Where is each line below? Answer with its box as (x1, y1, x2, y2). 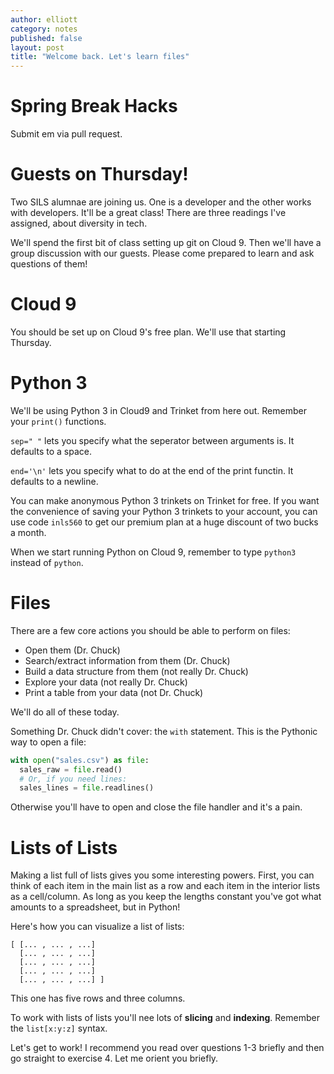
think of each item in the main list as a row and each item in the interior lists (10, 880, 321, 892)
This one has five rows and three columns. (10, 992, 186, 1005)
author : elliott (10, 14, 78, 25)
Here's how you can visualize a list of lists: (10, 921, 185, 933)
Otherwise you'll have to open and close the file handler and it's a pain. (10, 801, 303, 813)
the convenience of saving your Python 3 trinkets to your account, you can (10, 505, 318, 517)
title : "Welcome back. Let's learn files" (10, 52, 190, 62)
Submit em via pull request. (10, 128, 123, 140)
